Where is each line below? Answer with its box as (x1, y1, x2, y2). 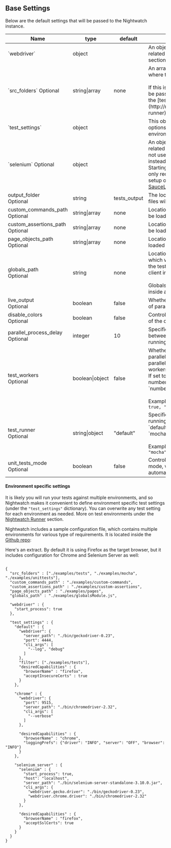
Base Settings (5, 4, 50, 13)
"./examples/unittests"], (5, 576, 60, 581)
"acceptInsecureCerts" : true (23, 673, 88, 679)
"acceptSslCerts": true (23, 820, 74, 826)
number (148, 378, 167, 386)
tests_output (113, 195, 144, 202)
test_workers (8, 371, 39, 378)
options (148, 124, 166, 131)
